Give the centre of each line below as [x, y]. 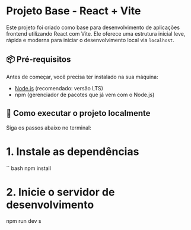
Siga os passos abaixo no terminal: [49, 127]
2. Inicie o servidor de [61, 192]
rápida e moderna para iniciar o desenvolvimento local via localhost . [90, 40]
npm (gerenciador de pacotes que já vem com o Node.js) [85, 94]
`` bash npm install [29, 168]
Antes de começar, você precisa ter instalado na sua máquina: [82, 77]
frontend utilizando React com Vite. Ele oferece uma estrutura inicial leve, [96, 33]
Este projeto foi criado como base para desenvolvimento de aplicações [93, 27]
